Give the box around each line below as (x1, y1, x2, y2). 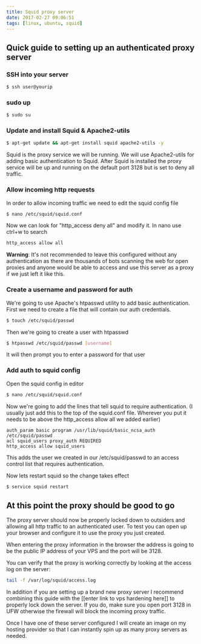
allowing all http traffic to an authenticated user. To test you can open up (6, 523, 187, 530)
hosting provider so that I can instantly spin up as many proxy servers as (6, 626, 188, 633)
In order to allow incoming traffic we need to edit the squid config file (6, 199, 179, 207)
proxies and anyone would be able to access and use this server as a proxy (6, 264, 194, 271)
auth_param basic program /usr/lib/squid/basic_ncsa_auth (6, 427, 156, 433)
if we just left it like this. (6, 270, 65, 277)
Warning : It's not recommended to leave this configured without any (6, 251, 177, 258)
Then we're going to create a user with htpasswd (6, 328, 129, 336)
